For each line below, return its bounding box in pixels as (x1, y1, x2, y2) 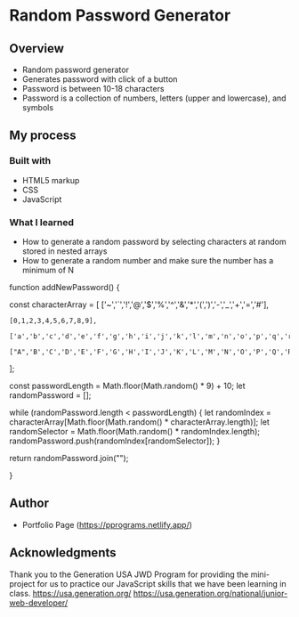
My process (9, 128, 77, 143)
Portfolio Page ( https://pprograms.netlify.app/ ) (21, 519, 193, 530)
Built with (9, 155, 52, 167)
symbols (21, 102, 54, 112)
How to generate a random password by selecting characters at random (21, 236, 287, 247)
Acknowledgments (9, 545, 117, 561)
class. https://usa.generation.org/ (9, 588, 132, 598)
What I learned (9, 215, 74, 228)
